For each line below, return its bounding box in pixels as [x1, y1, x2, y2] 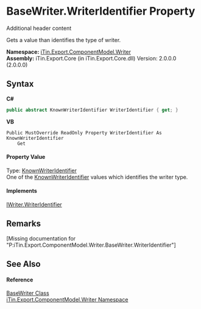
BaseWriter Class [6, 289, 50, 297]
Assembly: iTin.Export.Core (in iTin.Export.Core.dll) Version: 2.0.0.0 [6, 54, 177, 62]
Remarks [6, 219, 41, 229]
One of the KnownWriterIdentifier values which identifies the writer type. [6, 173, 188, 181]
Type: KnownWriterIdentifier [6, 167, 77, 174]
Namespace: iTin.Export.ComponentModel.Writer [6, 48, 132, 56]
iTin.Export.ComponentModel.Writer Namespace [6, 296, 129, 304]
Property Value [6, 153, 46, 161]
